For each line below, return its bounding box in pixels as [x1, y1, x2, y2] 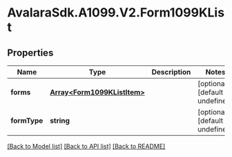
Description [151, 67, 191, 76]
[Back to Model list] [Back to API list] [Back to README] [7, 143, 166, 150]
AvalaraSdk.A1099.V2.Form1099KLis [7, 5, 225, 21]
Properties [7, 47, 54, 59]
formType [10, 116, 43, 125]
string [49, 116, 70, 125]
